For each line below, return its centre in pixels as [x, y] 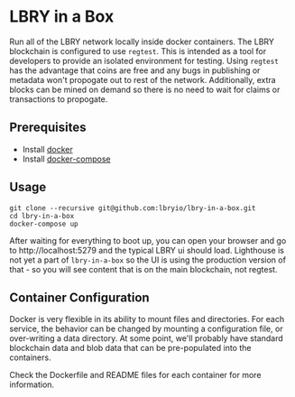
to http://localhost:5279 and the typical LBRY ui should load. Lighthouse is [147, 250]
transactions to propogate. [59, 99]
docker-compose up [44, 224]
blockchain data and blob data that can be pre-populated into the [130, 348]
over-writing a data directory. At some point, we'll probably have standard [147, 338]
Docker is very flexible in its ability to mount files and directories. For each [147, 319]
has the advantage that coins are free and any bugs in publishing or [135, 70]
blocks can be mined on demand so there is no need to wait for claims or [145, 89]
